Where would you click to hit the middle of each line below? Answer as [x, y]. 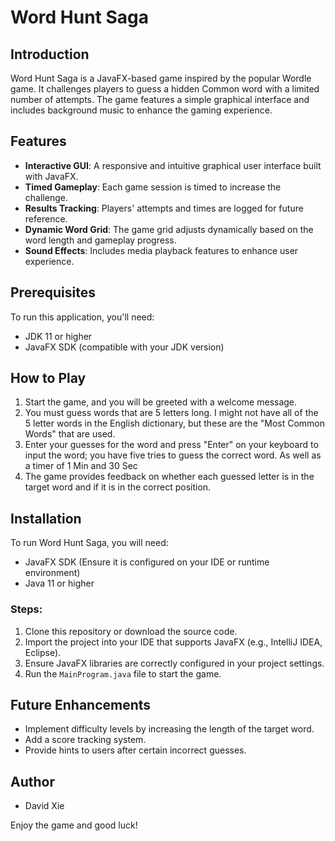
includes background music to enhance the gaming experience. [141, 110]
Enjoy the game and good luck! [74, 825]
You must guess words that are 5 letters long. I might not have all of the [171, 413]
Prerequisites [53, 292]
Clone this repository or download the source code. [131, 631]
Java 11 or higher [59, 583]
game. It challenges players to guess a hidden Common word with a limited [165, 89]
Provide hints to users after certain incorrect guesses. [135, 750]
